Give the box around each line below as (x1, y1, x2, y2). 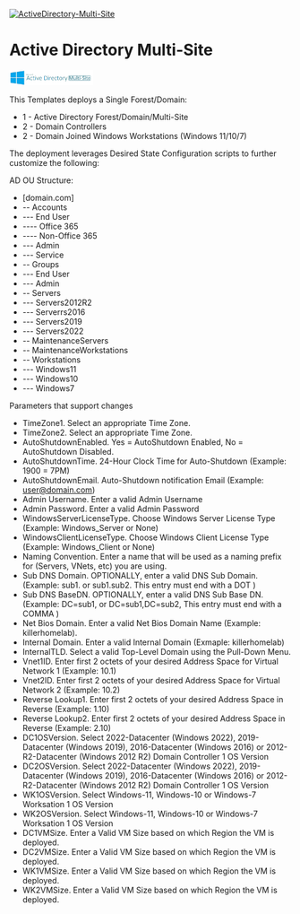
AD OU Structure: (9, 175, 73, 186)
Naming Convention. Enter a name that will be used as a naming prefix (21, 551, 282, 561)
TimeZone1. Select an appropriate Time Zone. (21, 417, 191, 428)
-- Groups (21, 258, 60, 269)
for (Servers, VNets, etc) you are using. (21, 561, 167, 571)
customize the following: (9, 157, 100, 168)
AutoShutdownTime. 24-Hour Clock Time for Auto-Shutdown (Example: (21, 456, 287, 466)
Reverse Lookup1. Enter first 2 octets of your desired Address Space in (21, 693, 284, 704)
